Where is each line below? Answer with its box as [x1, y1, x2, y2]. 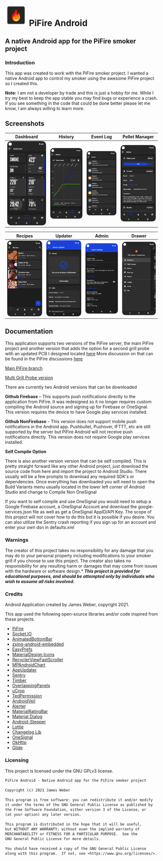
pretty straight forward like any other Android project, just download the [5, 463, 149, 469]
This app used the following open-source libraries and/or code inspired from [5, 611, 158, 617]
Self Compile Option [5, 448, 47, 454]
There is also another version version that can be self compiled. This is [5, 458, 147, 464]
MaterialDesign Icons [12, 652, 55, 658]
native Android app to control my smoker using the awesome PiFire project [5, 75, 154, 81]
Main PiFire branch [5, 365, 43, 371]
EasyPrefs [12, 646, 33, 652]
